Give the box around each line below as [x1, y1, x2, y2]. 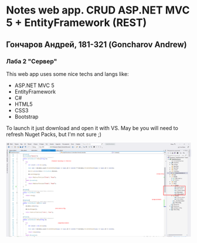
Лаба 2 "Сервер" [6, 57, 57, 65]
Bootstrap [14, 113, 39, 120]
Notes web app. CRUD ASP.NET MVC [6, 4, 190, 17]
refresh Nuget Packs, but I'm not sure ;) [6, 131, 101, 138]
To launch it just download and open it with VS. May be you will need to [6, 124, 179, 131]
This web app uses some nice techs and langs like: [6, 70, 129, 77]
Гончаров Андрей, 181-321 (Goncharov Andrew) [6, 39, 187, 49]
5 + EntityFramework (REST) [6, 16, 147, 29]
